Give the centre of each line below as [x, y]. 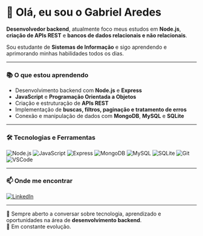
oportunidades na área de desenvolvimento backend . [74, 220]
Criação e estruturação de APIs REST [62, 103]
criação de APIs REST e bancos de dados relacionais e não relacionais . [97, 35]
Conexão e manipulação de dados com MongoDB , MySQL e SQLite [99, 116]
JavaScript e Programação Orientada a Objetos [76, 97]
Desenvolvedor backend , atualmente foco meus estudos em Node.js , [94, 29]
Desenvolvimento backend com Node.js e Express [78, 90]
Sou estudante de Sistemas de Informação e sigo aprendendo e [87, 47]
